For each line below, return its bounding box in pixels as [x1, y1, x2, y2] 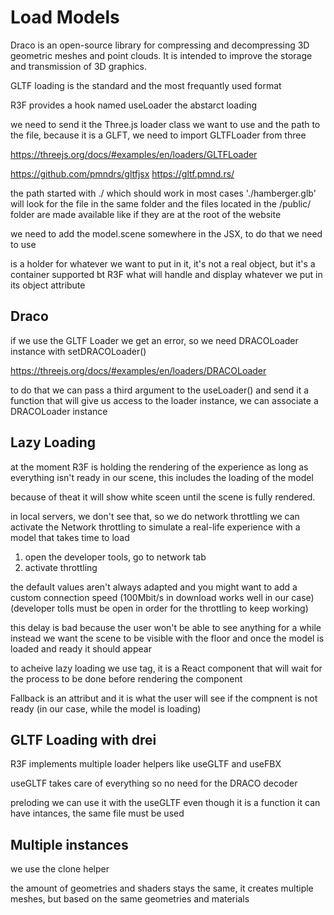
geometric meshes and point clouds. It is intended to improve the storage [10, 49, 313, 61]
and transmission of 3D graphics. [10, 60, 148, 72]
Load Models [10, 6, 120, 29]
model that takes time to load [10, 531, 130, 543]
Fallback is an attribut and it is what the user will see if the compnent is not [10, 692, 318, 704]
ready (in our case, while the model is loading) [10, 702, 202, 715]
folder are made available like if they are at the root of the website [10, 208, 282, 220]
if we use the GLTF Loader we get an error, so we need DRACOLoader [10, 334, 299, 346]
